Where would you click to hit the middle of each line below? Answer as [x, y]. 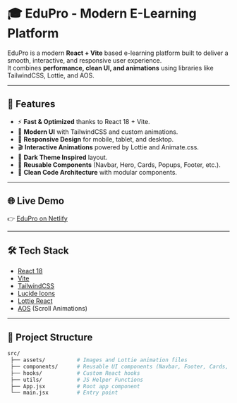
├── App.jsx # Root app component [75, 386]
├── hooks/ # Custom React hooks [75, 373]
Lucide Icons [36, 294]
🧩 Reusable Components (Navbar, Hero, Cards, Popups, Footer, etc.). [119, 165]
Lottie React [35, 301]
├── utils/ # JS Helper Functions [77, 380]
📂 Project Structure [50, 337]
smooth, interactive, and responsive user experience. [85, 60]
